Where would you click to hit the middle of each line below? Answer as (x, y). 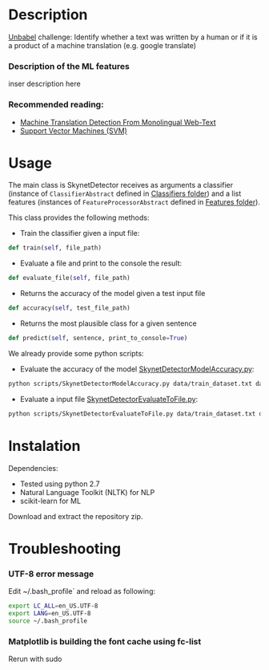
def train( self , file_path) (55, 248)
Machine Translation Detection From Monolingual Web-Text (118, 122)
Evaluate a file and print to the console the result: (101, 263)
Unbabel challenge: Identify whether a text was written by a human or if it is (133, 37)
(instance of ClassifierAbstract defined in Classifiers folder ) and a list (125, 193)
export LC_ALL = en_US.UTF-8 (53, 606)
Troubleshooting (65, 548)
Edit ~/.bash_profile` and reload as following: (82, 591)
